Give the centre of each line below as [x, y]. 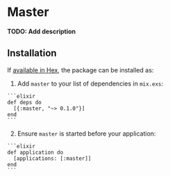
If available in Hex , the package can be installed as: [80, 70]
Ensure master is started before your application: [86, 134]
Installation [32, 53]
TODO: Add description [42, 31]
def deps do [24, 102]
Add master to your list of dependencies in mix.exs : [90, 83]
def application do [35, 152]
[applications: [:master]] [52, 158]
